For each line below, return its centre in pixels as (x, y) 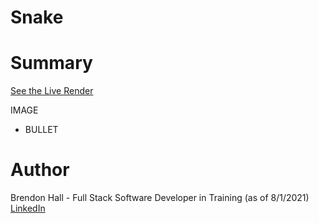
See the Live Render (52, 91)
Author (40, 170)
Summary (51, 63)
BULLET (41, 130)
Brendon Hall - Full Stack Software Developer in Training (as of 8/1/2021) (160, 198)
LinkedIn (28, 208)
